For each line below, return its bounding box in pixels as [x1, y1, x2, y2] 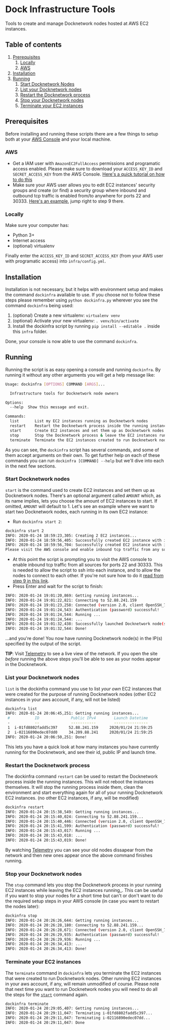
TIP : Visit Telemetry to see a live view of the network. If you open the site [5, 651, 158, 657]
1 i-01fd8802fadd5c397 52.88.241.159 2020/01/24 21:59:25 [7, 725, 153, 730]
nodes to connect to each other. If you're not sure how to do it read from [12, 573, 164, 579]
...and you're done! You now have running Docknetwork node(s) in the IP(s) [5, 636, 163, 642]
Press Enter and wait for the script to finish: [12, 583, 103, 589]
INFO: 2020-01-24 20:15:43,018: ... [5, 833, 82, 838]
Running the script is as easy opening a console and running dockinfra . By [5, 367, 161, 373]
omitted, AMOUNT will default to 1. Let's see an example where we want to [5, 503, 155, 509]
